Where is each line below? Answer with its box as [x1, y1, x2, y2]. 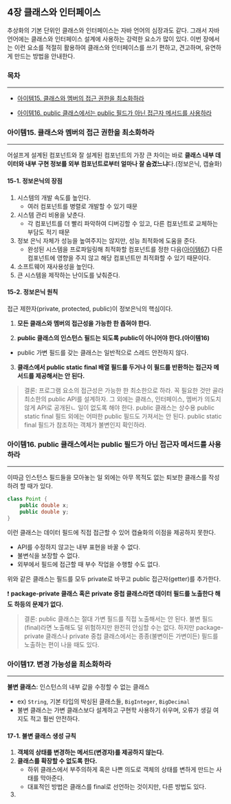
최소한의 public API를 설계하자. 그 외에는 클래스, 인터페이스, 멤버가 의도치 [23, 394, 221, 403]
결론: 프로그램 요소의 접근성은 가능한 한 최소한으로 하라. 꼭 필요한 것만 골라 [23, 386, 224, 394]
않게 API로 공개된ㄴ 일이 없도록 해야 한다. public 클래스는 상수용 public [23, 403, 215, 412]
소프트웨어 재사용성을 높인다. [16, 262, 95, 271]
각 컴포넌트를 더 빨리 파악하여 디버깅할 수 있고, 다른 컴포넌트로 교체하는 [27, 219, 219, 227]
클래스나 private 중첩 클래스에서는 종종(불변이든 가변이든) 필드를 [45, 632, 219, 640]
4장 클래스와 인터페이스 [7, 6, 101, 19]
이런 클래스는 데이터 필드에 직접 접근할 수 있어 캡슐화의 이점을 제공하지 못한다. [7, 528, 217, 536]
